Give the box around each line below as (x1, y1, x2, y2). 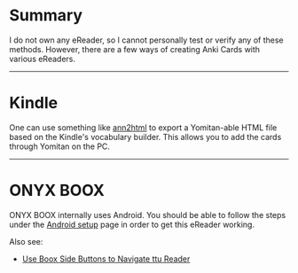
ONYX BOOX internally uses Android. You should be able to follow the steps (9, 209, 286, 220)
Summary (9, 5, 82, 26)
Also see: (9, 236, 43, 246)
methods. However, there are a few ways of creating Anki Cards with (9, 43, 260, 54)
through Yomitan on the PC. (9, 141, 111, 152)
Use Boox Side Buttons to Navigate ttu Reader (21, 253, 191, 264)
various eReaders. (9, 53, 76, 64)
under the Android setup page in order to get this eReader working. (9, 219, 255, 230)
